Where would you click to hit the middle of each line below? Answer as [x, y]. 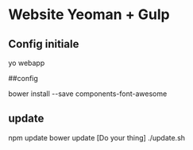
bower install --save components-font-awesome [88, 94]
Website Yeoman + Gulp [89, 15]
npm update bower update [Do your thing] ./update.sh [96, 137]
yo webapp [27, 63]
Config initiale [44, 44]
